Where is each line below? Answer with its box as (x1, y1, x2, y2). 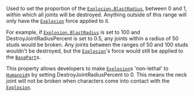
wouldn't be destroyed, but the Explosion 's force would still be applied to (6, 47, 184, 54)
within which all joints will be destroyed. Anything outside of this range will (6, 11, 187, 18)
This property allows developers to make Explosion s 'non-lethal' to (6, 65, 169, 72)
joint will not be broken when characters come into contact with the (6, 77, 170, 84)
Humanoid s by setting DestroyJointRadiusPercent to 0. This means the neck (6, 71, 188, 78)
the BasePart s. (6, 54, 41, 60)
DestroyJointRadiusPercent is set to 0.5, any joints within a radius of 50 (6, 35, 179, 42)
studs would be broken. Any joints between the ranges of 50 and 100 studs (6, 41, 189, 48)
